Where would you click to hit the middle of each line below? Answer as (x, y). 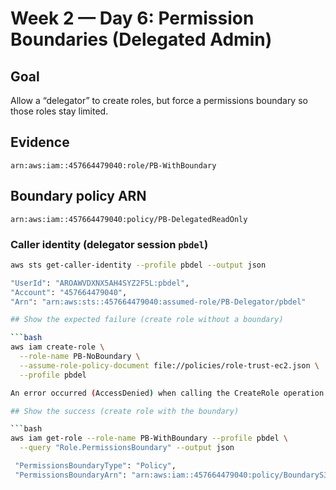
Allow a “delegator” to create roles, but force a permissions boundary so (159, 100)
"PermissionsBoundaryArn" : (71, 475)
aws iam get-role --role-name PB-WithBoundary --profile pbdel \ (149, 438)
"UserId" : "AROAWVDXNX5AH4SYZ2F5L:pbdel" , (100, 283)
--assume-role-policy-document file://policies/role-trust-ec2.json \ (169, 365)
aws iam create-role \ (57, 347)
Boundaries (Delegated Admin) (141, 39)
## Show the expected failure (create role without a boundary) (147, 320)
